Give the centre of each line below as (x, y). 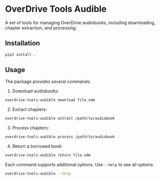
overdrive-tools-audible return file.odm (48, 155)
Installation (23, 43)
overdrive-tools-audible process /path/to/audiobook (60, 137)
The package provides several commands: (48, 81)
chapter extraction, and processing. (41, 27)
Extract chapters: (30, 109)
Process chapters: (31, 128)
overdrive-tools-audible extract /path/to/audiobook (60, 119)
